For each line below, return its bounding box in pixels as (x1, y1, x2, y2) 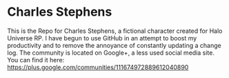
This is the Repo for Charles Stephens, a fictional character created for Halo (7, 27, 223, 35)
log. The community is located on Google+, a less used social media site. (7, 49, 215, 57)
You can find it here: (7, 55, 65, 64)
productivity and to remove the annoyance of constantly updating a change (7, 41, 222, 49)
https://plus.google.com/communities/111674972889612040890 (7, 63, 189, 71)
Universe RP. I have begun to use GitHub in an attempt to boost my (7, 34, 197, 42)
